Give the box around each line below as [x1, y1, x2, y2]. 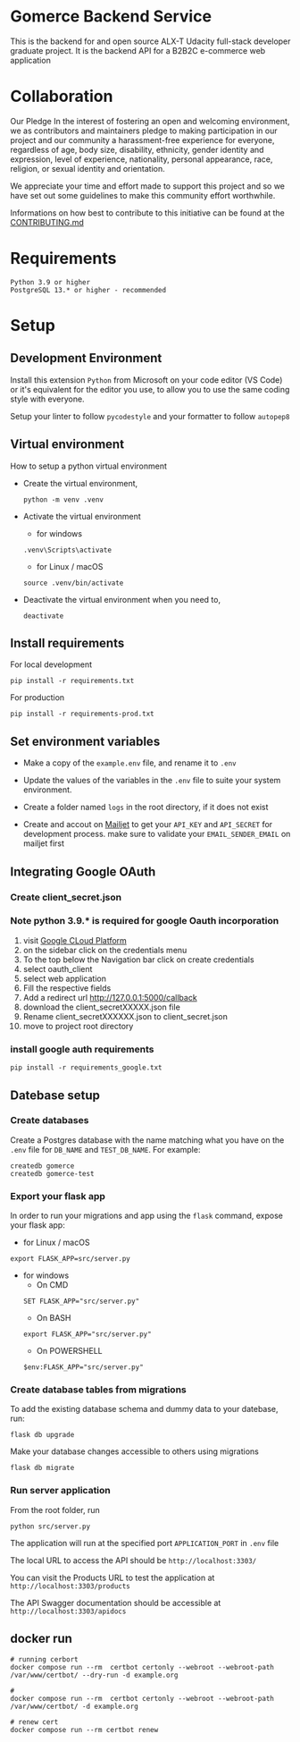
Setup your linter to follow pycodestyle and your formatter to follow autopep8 [10, 410, 290, 421]
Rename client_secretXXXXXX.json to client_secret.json [22, 1011, 229, 1021]
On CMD [36, 1280, 69, 1290]
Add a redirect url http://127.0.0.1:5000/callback [22, 992, 197, 1002]
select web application [22, 973, 106, 984]
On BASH [36, 1313, 71, 1323]
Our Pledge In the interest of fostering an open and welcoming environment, [10, 115, 290, 126]
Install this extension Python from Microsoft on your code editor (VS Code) [10, 374, 283, 385]
